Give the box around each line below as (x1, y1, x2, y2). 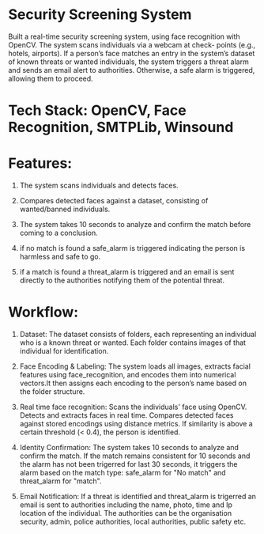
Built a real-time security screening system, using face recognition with (8, 32, 240, 41)
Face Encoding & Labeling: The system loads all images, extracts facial (19, 362, 251, 371)
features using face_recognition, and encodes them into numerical (19, 370, 236, 379)
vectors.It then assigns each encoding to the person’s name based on (19, 378, 247, 388)
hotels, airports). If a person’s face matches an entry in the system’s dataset (8, 48, 255, 58)
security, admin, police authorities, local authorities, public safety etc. (19, 517, 247, 526)
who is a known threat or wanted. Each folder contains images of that (19, 338, 247, 347)
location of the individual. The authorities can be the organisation (19, 509, 232, 517)
